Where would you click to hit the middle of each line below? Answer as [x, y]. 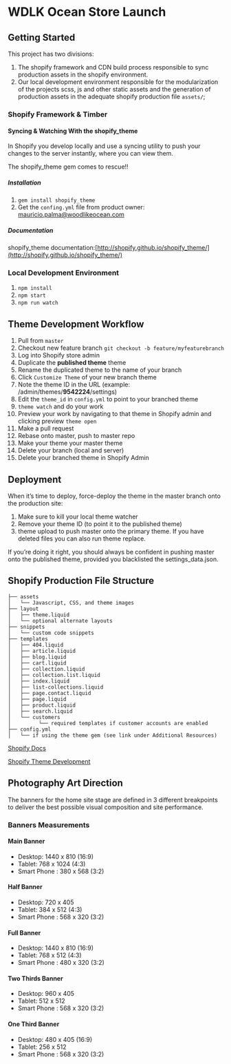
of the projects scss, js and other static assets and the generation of [114, 89]
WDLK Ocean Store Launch [87, 12]
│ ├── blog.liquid [37, 657]
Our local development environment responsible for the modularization [118, 82]
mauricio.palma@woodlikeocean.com [71, 215]
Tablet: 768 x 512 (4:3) [49, 955]
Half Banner [25, 887]
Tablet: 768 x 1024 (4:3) [52, 864]
